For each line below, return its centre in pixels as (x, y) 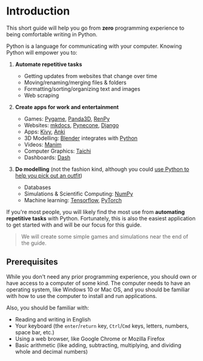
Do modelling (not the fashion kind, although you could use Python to (102, 169)
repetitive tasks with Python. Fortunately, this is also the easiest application (101, 218)
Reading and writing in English (53, 319)
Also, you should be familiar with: (48, 308)
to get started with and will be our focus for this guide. (74, 225)
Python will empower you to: (42, 52)
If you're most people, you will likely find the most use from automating (95, 212)
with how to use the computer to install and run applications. (82, 296)
